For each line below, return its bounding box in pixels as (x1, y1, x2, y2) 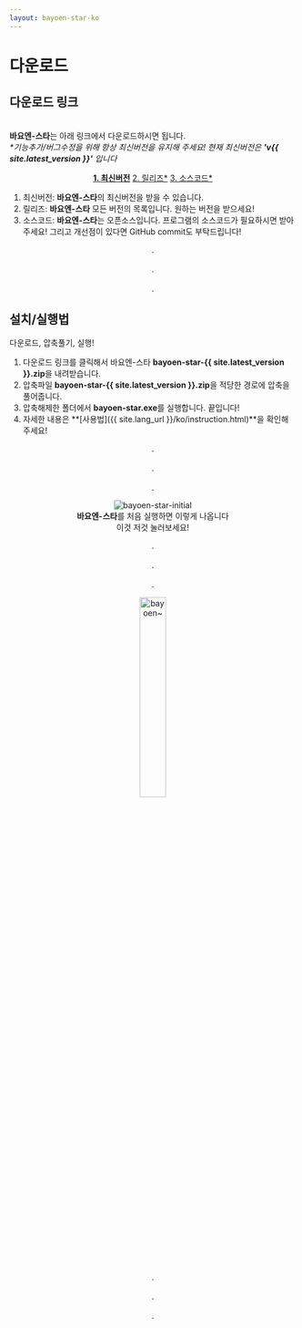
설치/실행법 (9, 312, 70, 327)
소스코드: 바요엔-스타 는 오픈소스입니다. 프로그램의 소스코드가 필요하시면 (22, 214, 277, 225)
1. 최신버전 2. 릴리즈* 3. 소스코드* (92, 172, 213, 183)
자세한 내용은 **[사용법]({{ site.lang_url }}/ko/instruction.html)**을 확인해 (22, 414, 289, 425)
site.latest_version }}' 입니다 (9, 152, 117, 164)
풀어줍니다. (22, 391, 63, 402)
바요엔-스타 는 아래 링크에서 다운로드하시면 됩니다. (9, 130, 186, 141)
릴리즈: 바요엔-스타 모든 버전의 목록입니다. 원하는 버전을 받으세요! (22, 202, 255, 214)
